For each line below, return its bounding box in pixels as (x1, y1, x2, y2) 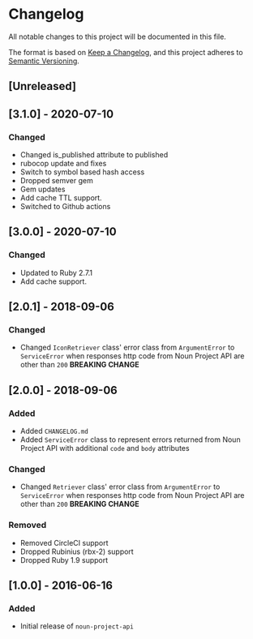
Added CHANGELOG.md (19, 427, 89, 436)
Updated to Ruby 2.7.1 (19, 268, 93, 277)
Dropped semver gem (19, 176, 93, 186)
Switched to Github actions (19, 202, 111, 212)
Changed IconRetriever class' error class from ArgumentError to (19, 342, 235, 353)
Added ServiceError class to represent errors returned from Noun (19, 435, 241, 444)
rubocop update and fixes (19, 159, 107, 169)
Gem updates (19, 184, 66, 195)
